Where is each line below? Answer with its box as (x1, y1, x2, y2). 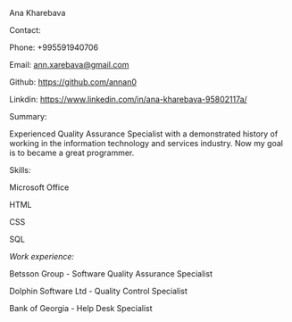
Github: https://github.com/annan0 (9, 77, 137, 87)
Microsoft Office (9, 182, 70, 193)
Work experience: (9, 252, 74, 261)
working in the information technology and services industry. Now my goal (9, 138, 284, 148)
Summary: (9, 111, 47, 121)
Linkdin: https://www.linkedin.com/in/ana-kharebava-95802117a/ (9, 94, 247, 104)
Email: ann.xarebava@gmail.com (9, 60, 129, 70)
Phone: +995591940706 (9, 42, 99, 53)
